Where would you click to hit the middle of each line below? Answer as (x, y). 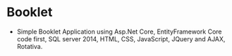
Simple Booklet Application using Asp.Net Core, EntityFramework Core (120, 31)
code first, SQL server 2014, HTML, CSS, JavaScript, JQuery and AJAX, (121, 38)
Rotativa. (30, 46)
